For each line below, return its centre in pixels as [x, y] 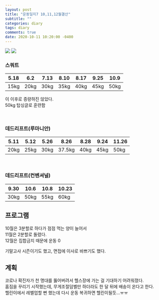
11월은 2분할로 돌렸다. [26, 234]
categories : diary [24, 23]
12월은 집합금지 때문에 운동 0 [33, 240]
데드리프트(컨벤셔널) [28, 175]
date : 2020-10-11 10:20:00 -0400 [39, 37]
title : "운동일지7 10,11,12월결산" [38, 14]
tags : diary [17, 28]
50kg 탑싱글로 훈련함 [25, 105]
